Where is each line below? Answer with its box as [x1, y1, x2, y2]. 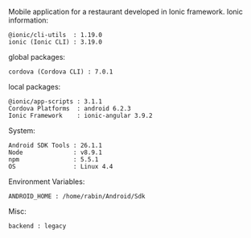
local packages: [8, 82, 61, 91]
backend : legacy [8, 222, 67, 230]
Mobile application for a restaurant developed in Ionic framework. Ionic [8, 7, 243, 16]
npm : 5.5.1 [8, 156, 99, 164]
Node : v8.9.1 [8, 148, 103, 157]
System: [8, 126, 36, 136]
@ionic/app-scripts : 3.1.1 [8, 98, 103, 106]
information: [8, 15, 49, 25]
